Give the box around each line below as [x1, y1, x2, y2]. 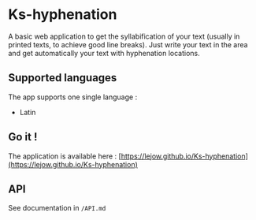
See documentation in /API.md [8, 203, 106, 213]
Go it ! [8, 130, 38, 144]
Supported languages [8, 71, 117, 84]
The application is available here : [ [8, 151, 122, 161]
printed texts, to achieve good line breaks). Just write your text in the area [8, 39, 248, 49]
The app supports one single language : [8, 92, 138, 102]
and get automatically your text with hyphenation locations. [8, 48, 200, 58]
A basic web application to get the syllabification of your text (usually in [8, 32, 240, 41]
